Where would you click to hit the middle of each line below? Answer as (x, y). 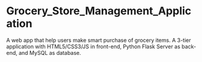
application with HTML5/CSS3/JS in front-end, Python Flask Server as (93, 46)
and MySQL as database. (50, 52)
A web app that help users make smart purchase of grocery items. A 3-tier (99, 40)
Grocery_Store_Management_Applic (99, 11)
